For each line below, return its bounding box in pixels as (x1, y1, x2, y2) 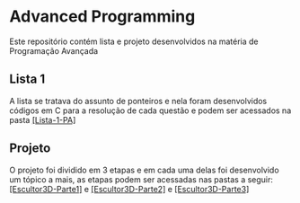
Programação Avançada (9, 45, 99, 56)
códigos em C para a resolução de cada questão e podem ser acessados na (9, 105, 292, 116)
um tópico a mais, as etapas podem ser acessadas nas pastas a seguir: (9, 173, 274, 185)
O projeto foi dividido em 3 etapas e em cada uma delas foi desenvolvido (9, 164, 280, 175)
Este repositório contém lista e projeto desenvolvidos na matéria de (9, 36, 259, 47)
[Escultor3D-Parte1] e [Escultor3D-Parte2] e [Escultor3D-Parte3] (9, 183, 250, 194)
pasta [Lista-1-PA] (9, 114, 76, 125)
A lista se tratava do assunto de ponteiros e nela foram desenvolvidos (9, 95, 268, 106)
